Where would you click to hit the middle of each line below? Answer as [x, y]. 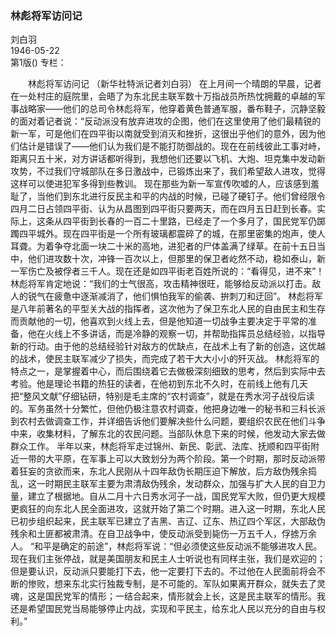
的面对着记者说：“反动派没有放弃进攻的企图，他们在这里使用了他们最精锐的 [166, 121]
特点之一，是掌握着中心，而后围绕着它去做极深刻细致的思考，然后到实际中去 [168, 371]
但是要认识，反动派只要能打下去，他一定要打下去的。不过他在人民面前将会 [163, 571]
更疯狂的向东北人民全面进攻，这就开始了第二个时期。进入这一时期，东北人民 [168, 509]
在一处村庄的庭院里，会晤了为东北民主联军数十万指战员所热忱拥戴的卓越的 [163, 96]
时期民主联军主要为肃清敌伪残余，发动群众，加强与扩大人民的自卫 [180, 484]
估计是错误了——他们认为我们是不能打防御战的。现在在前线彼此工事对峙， [172, 146]
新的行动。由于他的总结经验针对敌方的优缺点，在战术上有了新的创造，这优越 [168, 346]
